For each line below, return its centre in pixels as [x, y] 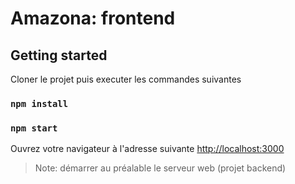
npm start [34, 128]
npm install [39, 103]
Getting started [59, 55]
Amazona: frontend [93, 18]
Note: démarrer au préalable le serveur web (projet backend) [160, 168]
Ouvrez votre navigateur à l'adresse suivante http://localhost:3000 [147, 149]
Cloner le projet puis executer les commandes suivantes [126, 79]
